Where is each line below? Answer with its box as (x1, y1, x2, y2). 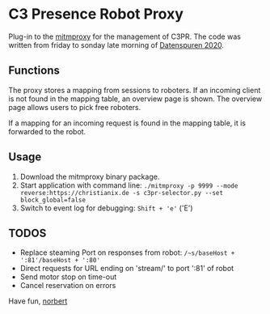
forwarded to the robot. (8, 126, 86, 136)
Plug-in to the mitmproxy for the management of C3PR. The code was (8, 32, 241, 41)
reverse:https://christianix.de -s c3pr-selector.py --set (19, 189, 224, 197)
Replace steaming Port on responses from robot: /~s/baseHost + (19, 248, 235, 257)
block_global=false (19, 196, 86, 204)
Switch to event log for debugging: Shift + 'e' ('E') (19, 203, 193, 213)
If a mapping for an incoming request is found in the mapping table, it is (8, 118, 247, 128)
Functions (8, 64, 61, 78)
